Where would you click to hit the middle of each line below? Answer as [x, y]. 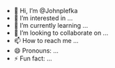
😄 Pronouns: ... [36, 51]
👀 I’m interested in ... [43, 18]
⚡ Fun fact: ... [33, 58]
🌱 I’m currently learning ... [51, 25]
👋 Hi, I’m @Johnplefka [46, 11]
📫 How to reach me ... [46, 41]
